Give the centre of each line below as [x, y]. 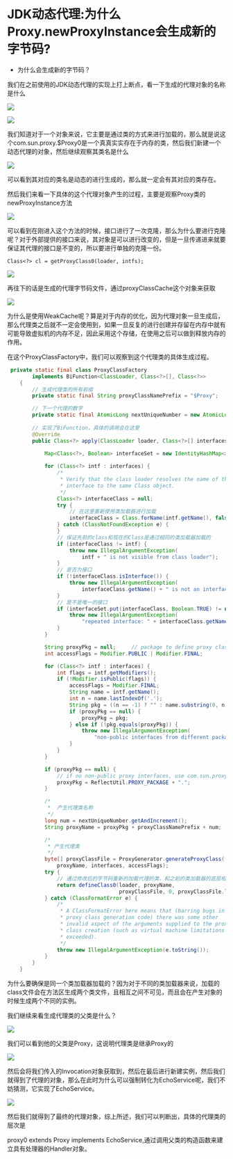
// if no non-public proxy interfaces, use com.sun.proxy [142, 776]
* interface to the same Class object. [118, 486]
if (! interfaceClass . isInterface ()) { [113, 576]
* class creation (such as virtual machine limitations [143, 930]
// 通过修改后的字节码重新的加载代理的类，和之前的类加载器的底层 [139, 878]
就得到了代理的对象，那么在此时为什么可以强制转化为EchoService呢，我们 [113, 1080]
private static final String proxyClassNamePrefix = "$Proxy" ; [125, 396]
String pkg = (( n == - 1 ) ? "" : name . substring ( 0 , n [147, 705]
